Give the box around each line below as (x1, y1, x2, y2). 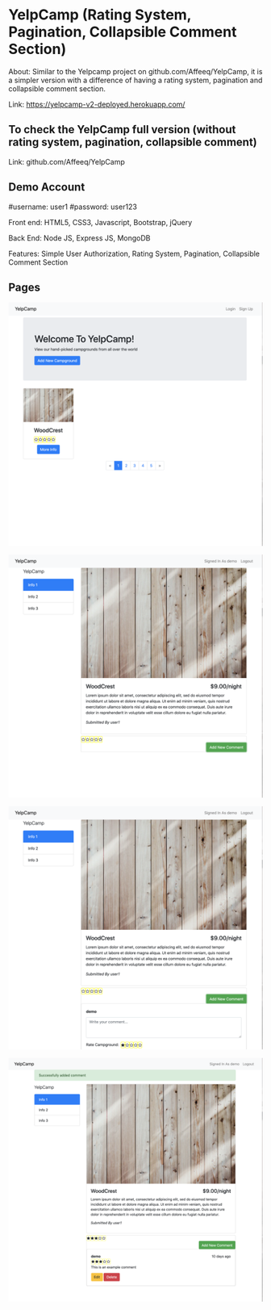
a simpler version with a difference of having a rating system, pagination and (8, 75, 263, 85)
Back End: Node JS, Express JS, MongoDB (8, 232, 151, 243)
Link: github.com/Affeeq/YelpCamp (8, 157, 125, 166)
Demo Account (8, 180, 85, 195)
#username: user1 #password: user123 (8, 202, 137, 211)
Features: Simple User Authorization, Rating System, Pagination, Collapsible (8, 249, 261, 258)
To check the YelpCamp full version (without (8, 123, 236, 136)
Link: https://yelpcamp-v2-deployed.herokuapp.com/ (8, 99, 186, 109)
